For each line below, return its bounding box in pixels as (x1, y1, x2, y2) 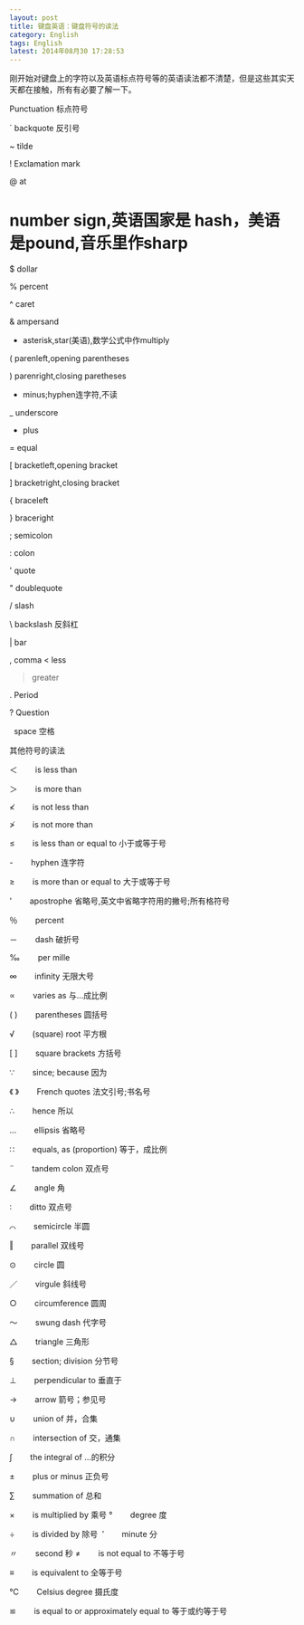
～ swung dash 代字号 (9, 1317, 107, 1328)
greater (31, 672, 60, 683)
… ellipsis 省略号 (9, 1124, 86, 1136)
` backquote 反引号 (9, 123, 81, 134)
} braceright (9, 512, 54, 523)
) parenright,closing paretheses (9, 370, 127, 381)
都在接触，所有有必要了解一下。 (16, 84, 137, 95)
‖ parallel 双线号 (9, 1240, 85, 1251)
